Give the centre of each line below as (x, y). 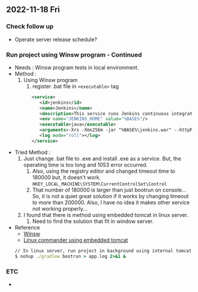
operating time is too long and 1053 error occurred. (85, 165)
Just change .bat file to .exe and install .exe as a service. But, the (102, 158)
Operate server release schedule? (56, 39)
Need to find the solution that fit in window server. (93, 221)
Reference (27, 227)
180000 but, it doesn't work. (67, 177)
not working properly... (60, 208)
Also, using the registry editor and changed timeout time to (104, 171)
